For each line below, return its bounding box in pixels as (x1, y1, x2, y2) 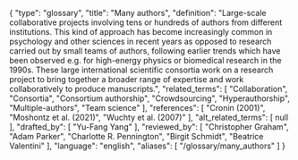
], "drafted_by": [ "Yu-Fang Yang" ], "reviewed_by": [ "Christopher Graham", (9, 122, 289, 132)
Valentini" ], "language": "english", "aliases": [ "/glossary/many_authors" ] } (9, 140, 286, 151)
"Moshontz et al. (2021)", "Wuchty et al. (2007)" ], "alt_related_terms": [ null (9, 112, 289, 122)
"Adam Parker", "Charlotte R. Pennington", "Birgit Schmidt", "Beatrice (9, 131, 264, 141)
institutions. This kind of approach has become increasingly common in (9, 27, 273, 37)
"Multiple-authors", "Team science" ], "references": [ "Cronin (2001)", (9, 103, 266, 113)
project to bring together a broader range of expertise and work (9, 74, 244, 84)
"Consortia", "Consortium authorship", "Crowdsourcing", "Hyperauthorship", (9, 93, 291, 104)
